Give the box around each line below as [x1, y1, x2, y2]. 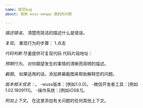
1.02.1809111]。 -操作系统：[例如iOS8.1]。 [5, 87, 88, 93]
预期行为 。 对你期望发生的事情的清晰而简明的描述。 [5, 61, 108, 66]
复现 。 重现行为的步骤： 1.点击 [5, 40, 66, 46]
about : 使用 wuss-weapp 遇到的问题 [5, 12, 72, 16]
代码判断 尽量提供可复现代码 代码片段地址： [5, 50, 93, 56]
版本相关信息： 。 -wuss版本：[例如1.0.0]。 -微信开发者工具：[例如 [5, 81, 138, 87]
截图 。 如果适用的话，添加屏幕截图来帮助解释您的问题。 [5, 71, 117, 77]
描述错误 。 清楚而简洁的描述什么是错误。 [5, 30, 88, 35]
